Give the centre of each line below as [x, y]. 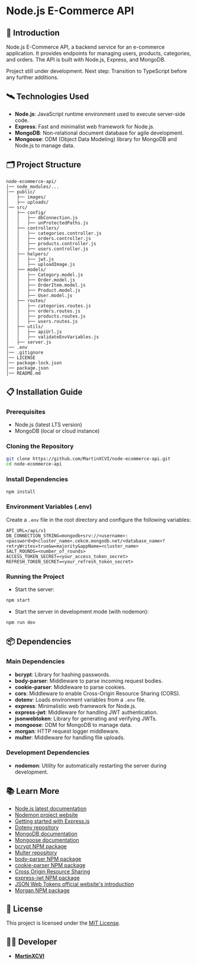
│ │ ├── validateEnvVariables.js [53, 337]
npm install [21, 492]
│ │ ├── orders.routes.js [43, 311]
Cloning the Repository [40, 447]
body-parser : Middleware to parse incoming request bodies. [89, 681]
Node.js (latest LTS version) [49, 425]
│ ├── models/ [26, 270]
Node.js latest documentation [51, 808]
